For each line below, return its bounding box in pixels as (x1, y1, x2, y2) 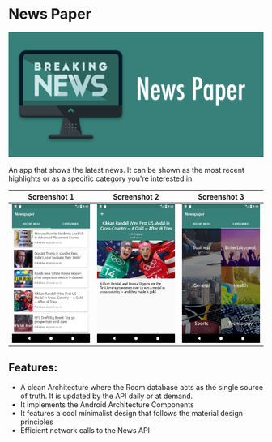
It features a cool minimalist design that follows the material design (19, 408, 244, 418)
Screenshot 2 (113, 191, 159, 201)
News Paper (8, 5, 91, 24)
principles (19, 417, 54, 427)
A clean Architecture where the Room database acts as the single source (19, 382, 264, 392)
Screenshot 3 (198, 191, 244, 201)
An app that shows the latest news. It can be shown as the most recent (8, 165, 245, 175)
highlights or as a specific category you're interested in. (8, 174, 194, 183)
